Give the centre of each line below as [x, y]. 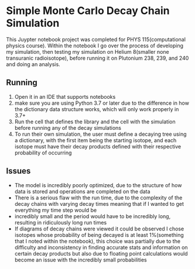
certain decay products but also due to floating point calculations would [101, 253]
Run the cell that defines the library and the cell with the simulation [95, 122]
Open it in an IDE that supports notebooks [65, 96]
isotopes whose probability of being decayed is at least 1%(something [99, 234]
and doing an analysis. [33, 64]
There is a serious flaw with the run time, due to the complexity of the [98, 198]
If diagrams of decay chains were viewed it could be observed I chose [99, 229]
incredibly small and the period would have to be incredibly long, [93, 216]
